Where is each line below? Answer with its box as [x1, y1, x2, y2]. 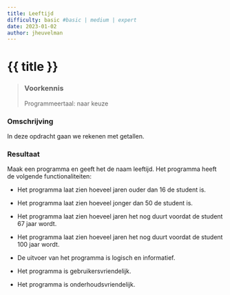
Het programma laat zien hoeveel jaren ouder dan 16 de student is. [17, 185, 207, 194]
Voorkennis [23, 83, 64, 93]
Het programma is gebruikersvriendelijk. [17, 267, 132, 276]
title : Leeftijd [7, 10, 54, 17]
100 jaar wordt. [17, 241, 60, 249]
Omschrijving [7, 116, 54, 126]
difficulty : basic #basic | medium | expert [7, 17, 137, 23]
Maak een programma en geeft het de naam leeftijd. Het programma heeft [7, 165, 217, 173]
